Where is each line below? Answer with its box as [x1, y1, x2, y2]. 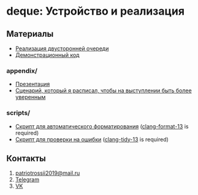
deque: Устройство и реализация [6, 4, 185, 18]
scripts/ [6, 109, 31, 117]
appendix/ [6, 66, 38, 75]
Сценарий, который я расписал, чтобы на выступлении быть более [15, 87, 192, 94]
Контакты [6, 153, 46, 163]
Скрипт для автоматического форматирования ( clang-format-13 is [15, 122, 189, 130]
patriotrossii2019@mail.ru [15, 169, 80, 177]
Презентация [15, 81, 50, 88]
